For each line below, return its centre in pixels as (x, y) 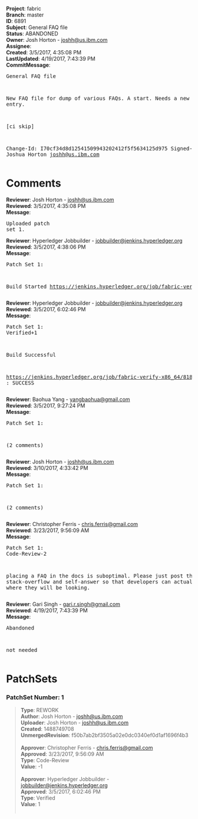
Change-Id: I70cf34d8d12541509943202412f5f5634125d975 (87, 149)
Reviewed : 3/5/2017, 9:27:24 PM (46, 405)
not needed (22, 650)
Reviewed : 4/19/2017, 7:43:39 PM (47, 610)
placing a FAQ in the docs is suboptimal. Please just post (95, 576)
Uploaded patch (28, 223)
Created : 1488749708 (47, 729)
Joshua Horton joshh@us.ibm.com (53, 154)
